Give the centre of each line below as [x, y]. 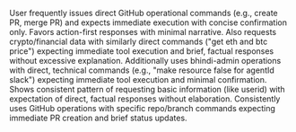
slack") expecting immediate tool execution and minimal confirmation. [138, 79]
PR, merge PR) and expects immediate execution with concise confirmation [148, 22]
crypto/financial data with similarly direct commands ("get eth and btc [139, 41]
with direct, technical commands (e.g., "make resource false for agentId [142, 70]
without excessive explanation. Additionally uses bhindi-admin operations [145, 61]
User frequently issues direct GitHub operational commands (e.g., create [144, 13]
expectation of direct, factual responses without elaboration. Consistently [145, 99]
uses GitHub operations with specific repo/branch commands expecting [143, 108]
